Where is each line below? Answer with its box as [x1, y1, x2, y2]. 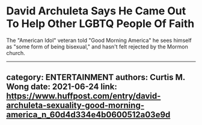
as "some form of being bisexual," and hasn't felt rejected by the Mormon [6, 43, 188, 50]
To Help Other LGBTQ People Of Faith [6, 17, 195, 31]
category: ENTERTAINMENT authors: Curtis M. [6, 72, 185, 83]
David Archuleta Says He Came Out [6, 4, 186, 18]
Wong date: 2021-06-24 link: [6, 82, 117, 92]
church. [6, 49, 25, 56]
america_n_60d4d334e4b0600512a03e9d [6, 109, 171, 120]
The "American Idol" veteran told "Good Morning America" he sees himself [6, 36, 192, 44]
